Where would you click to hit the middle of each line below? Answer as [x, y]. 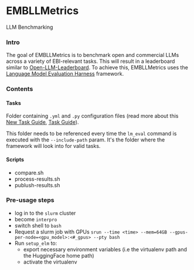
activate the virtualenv [50, 262]
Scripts [15, 159]
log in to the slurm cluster [45, 213]
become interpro [36, 219]
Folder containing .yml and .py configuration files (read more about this [92, 116]
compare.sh [29, 173]
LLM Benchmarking [30, 27]
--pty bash [107, 237]
